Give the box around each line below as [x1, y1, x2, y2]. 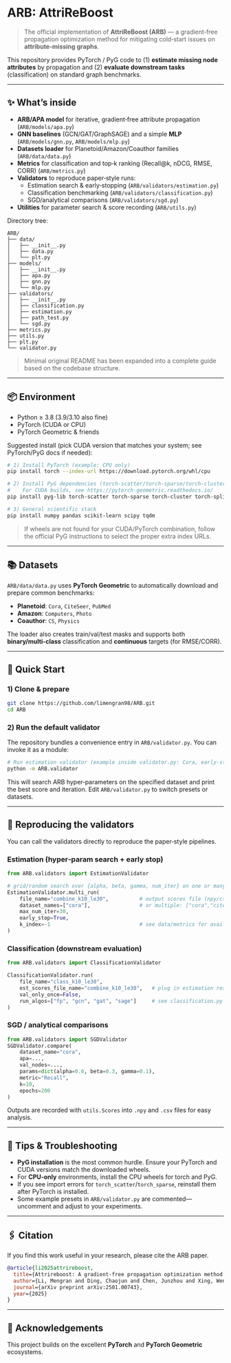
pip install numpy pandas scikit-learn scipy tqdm [7, 512, 155, 519]
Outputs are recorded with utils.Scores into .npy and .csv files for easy [7, 1106, 212, 1115]
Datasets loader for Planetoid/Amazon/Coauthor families [16, 144, 179, 152]
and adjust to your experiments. [52, 1202, 143, 1211]
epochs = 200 [19, 1087, 51, 1094]
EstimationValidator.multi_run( [7, 888, 100, 896]
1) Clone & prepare [7, 684, 70, 694]
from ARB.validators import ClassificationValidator [7, 959, 162, 966]
